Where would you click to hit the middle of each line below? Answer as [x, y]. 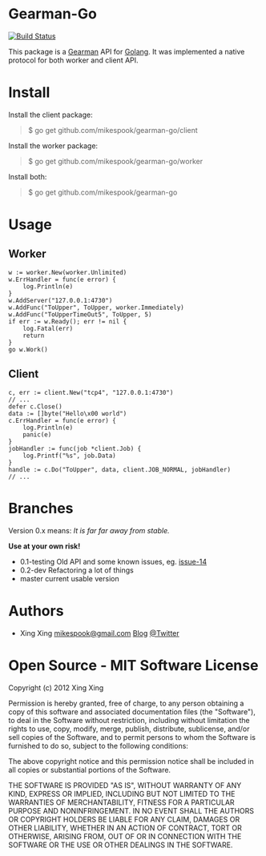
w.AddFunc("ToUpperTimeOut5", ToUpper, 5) [80, 314]
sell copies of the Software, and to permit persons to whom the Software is [132, 737]
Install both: [28, 176]
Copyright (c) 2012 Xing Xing [56, 687]
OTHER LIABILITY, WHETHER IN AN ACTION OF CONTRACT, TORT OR [125, 828]
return [34, 336]
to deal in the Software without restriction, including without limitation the [129, 720]
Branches [41, 508]
